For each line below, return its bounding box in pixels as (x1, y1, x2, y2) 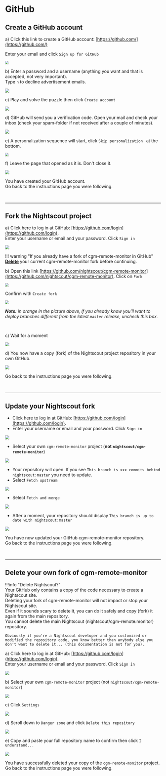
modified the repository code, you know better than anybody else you (5, 637, 154, 643)
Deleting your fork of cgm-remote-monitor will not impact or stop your (5, 597, 148, 603)
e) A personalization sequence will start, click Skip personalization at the (5, 137, 158, 144)
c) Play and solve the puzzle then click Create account (5, 96, 116, 102)
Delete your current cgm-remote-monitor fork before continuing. (5, 258, 137, 265)
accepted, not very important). (5, 74, 68, 80)
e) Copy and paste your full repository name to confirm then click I (5, 737, 142, 743)
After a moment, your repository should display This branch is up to (12, 513, 154, 519)
